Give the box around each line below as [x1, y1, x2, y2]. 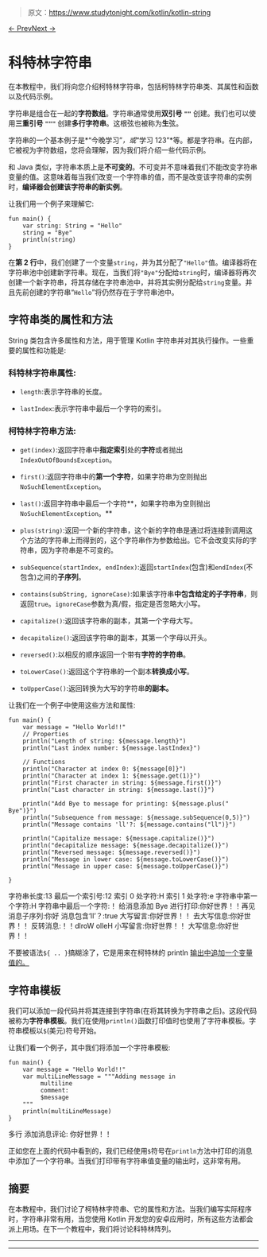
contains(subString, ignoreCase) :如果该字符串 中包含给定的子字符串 [19, 589, 244, 599]
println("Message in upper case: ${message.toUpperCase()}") [22, 863, 229, 871]
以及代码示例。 [8, 91, 57, 101]
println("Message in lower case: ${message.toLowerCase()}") [22, 855, 229, 863]
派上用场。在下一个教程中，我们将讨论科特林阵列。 [8, 1224, 176, 1233]
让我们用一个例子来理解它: [8, 199, 95, 208]
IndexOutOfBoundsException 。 [19, 455, 117, 464]
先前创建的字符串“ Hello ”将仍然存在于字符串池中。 [14, 287, 179, 297]
